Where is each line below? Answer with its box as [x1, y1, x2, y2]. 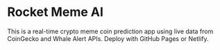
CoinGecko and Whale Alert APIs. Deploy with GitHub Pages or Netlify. [7, 34, 210, 42]
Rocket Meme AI [7, 4, 104, 20]
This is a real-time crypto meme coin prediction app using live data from [7, 27, 214, 35]
